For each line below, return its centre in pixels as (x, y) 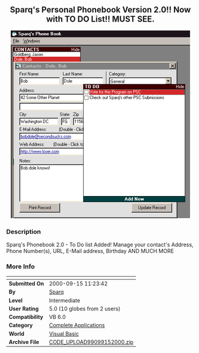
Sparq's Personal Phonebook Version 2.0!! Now (100, 10)
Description (24, 231)
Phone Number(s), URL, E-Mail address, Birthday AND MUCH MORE (90, 251)
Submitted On (26, 283)
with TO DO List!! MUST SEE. (100, 19)
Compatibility (26, 317)
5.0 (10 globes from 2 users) (85, 309)
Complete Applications (77, 325)
